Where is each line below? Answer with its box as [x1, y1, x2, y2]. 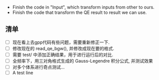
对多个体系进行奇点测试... [12, 64, 65, 70]
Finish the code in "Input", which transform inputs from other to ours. [12, 4, 155, 10]
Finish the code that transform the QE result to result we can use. [12, 9, 147, 15]
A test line [12, 70, 33, 76]
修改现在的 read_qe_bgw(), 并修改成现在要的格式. [12, 45, 114, 51]
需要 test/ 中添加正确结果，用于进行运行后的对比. [12, 52, 113, 58]
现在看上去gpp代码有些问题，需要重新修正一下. [12, 39, 110, 45]
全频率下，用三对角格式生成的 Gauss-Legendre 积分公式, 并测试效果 [12, 58, 153, 64]
